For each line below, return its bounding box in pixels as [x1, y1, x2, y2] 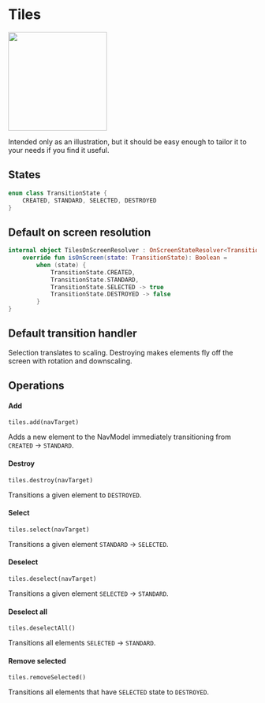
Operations [8, 379, 65, 392]
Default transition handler [8, 327, 137, 340]
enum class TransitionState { [8, 189, 108, 197]
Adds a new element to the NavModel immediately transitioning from [8, 432, 231, 442]
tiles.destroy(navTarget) [8, 476, 93, 484]
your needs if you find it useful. [8, 145, 110, 154]
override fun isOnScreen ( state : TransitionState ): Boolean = [22, 254, 228, 262]
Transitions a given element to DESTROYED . [8, 490, 142, 500]
